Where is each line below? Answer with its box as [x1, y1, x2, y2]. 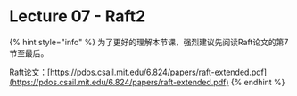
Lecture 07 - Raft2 [9, 6, 146, 27]
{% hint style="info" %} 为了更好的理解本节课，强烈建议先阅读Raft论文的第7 [9, 36, 289, 47]
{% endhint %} [230, 76, 285, 87]
